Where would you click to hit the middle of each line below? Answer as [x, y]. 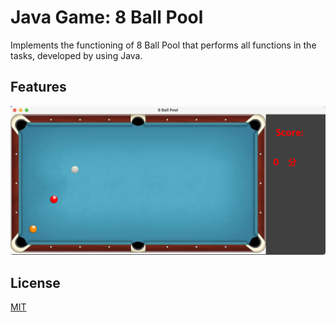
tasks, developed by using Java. [76, 55]
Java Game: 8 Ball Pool [107, 17]
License [35, 282]
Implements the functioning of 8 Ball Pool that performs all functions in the [163, 45]
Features [38, 87]
